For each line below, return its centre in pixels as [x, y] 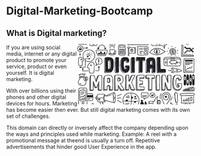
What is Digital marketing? [57, 33]
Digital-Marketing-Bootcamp [80, 11]
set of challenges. [28, 116]
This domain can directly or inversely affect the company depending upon [97, 128]
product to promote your [36, 60]
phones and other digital [36, 97]
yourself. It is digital [30, 73]
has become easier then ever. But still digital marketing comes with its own [98, 110]
